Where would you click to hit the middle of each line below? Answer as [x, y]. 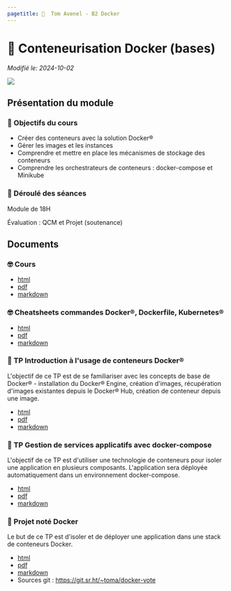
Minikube [31, 175]
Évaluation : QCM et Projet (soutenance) [65, 222]
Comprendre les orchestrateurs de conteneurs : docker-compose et [115, 168]
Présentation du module [60, 103]
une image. [23, 398]
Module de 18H [29, 209]
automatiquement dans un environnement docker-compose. [94, 475]
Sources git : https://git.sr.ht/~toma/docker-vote [86, 580]
